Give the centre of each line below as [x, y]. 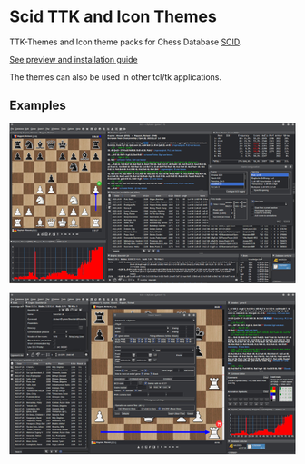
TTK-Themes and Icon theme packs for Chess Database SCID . [126, 42]
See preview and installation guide [74, 59]
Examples [38, 106]
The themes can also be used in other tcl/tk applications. [116, 77]
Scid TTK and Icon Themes [113, 17]
